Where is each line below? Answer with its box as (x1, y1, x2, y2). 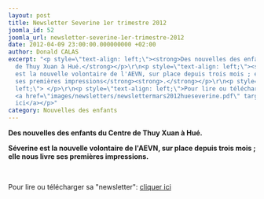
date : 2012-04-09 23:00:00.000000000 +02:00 (8, 41, 156, 49)
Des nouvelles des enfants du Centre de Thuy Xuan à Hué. (8, 128, 203, 138)
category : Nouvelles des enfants (8, 107, 118, 115)
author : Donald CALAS (8, 48, 79, 56)
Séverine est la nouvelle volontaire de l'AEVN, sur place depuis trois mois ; (8, 143, 256, 153)
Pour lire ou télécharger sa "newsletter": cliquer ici (8, 182, 171, 191)
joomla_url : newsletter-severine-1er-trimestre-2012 (8, 33, 185, 42)
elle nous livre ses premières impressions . (8, 152, 149, 161)
